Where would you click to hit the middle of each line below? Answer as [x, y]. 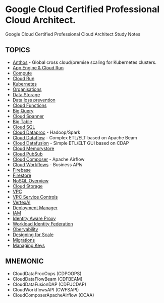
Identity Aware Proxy [34, 218]
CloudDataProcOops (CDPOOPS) [47, 273]
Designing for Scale [33, 235]
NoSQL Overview [31, 180]
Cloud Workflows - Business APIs [47, 164]
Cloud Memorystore [33, 148]
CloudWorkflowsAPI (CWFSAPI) [46, 289]
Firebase [22, 170]
